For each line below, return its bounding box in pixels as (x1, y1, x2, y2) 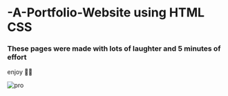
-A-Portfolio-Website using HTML (7, 5, 205, 21)
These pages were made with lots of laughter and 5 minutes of (7, 44, 221, 53)
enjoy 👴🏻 (7, 68, 33, 76)
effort (7, 53, 27, 62)
